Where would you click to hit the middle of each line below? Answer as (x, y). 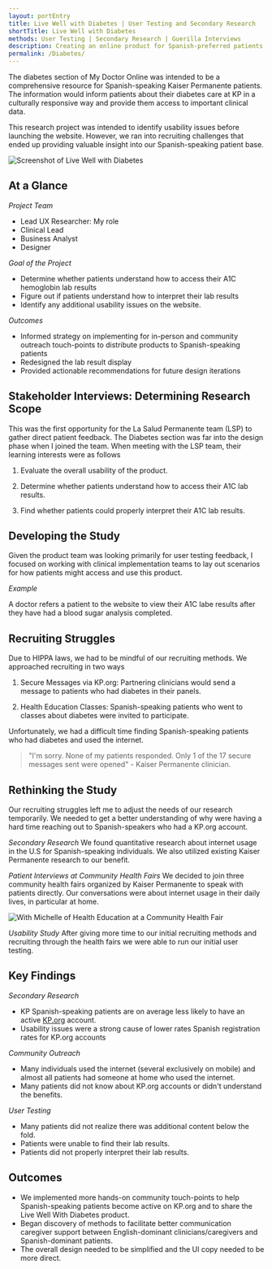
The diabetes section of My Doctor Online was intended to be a (114, 77)
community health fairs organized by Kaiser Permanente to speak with (126, 884)
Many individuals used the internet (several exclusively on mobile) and (138, 1068)
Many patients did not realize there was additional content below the (134, 1126)
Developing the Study (64, 536)
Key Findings (42, 976)
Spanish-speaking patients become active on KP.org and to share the (136, 1206)
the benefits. (41, 1094)
